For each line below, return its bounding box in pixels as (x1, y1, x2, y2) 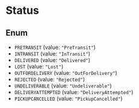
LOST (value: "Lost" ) (14, 63, 64, 70)
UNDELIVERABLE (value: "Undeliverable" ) (14, 82, 112, 89)
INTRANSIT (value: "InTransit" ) (14, 50, 91, 57)
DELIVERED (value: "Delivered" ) (14, 57, 91, 63)
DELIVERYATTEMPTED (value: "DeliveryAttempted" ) (14, 89, 134, 95)
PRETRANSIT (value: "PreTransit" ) (14, 43, 96, 51)
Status (5, 4, 40, 17)
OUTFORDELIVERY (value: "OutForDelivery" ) (14, 69, 118, 76)
